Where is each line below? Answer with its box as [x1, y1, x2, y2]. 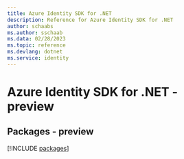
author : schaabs [7, 23, 54, 29]
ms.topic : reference [7, 42, 67, 49]
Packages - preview [7, 126, 94, 138]
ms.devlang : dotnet [7, 49, 63, 56]
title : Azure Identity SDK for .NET [7, 10, 112, 17]
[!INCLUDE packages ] [7, 144, 69, 152]
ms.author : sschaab [7, 29, 63, 36]
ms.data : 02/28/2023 [7, 36, 67, 42]
